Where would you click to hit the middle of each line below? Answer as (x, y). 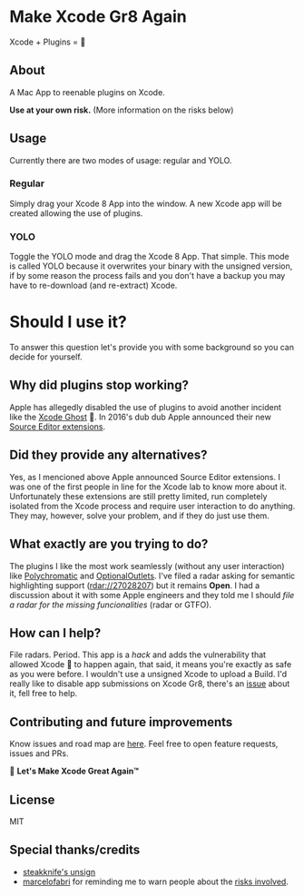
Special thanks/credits (75, 850)
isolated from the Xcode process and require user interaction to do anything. (152, 506)
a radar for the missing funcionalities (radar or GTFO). (110, 605)
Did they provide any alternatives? (108, 455)
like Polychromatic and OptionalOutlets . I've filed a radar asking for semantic (152, 576)
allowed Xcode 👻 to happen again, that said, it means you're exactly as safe (151, 665)
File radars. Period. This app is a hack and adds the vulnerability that (137, 655)
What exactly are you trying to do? (109, 544)
